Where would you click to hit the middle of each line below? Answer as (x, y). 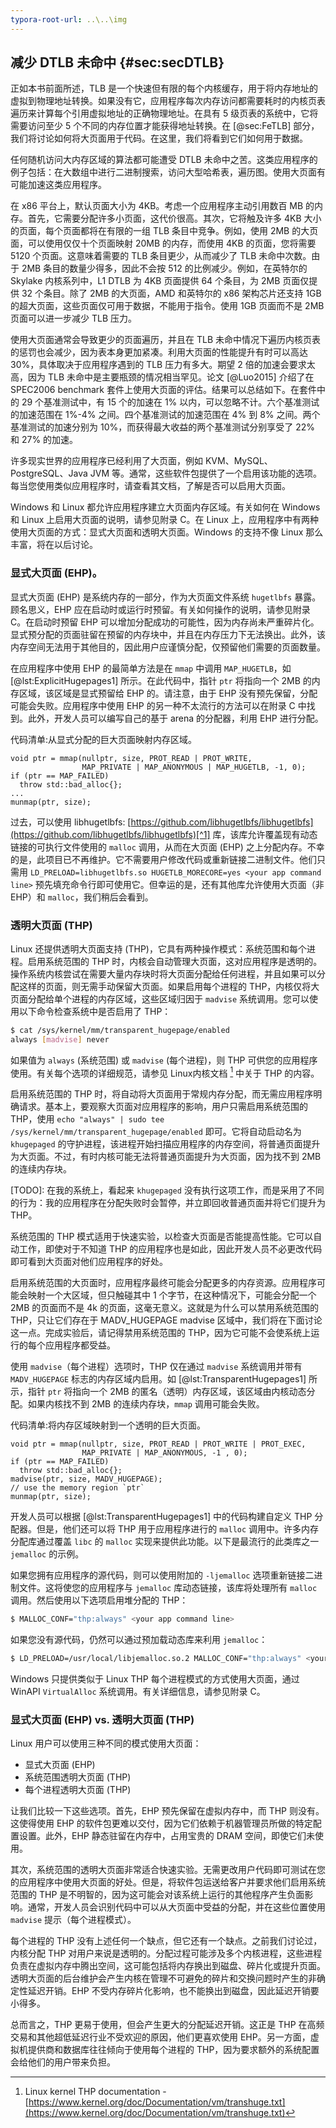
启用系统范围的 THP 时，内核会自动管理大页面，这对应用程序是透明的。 (175, 962)
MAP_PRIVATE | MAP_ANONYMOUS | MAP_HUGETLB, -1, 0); (194, 767)
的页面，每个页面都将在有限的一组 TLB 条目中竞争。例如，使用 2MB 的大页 (164, 231)
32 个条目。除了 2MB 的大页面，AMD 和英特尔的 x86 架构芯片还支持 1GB (171, 293)
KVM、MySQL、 (238, 461)
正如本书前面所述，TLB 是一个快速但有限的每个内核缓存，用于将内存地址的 (164, 88)
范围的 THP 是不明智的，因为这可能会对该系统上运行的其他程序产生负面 (157, 1895)
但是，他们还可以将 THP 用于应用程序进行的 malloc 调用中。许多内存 (178, 1529)
